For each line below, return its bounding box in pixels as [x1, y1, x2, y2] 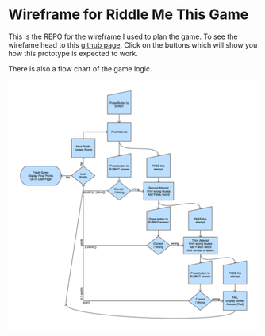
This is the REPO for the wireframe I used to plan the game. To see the [8, 32, 238, 41]
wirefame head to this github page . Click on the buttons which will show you [8, 40, 258, 49]
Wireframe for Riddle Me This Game [8, 6, 249, 24]
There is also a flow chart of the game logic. [8, 63, 152, 73]
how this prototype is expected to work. [8, 48, 139, 58]
